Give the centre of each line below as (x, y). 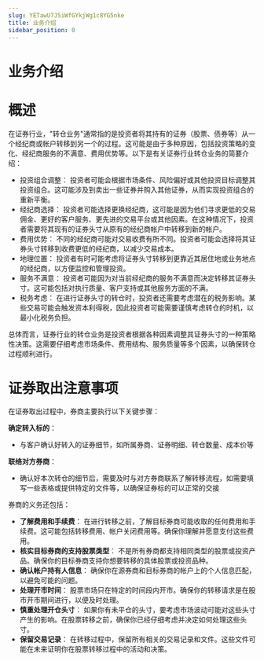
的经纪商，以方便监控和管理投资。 (75, 268)
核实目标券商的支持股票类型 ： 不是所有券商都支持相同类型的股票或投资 (134, 551)
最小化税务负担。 (47, 317)
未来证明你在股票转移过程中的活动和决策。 (102, 649)
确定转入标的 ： (32, 428)
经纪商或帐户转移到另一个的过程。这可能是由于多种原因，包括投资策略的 (132, 143)
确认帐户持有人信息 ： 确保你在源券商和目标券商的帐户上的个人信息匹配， (137, 571)
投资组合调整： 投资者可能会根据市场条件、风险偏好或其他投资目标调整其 (137, 180)
